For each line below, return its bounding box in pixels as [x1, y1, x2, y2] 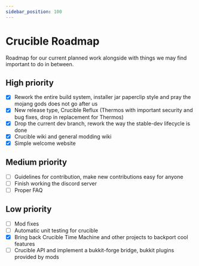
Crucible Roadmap [5, 34, 100, 48]
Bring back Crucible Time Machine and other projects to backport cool [14, 233, 189, 240]
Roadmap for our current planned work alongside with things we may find [5, 54, 187, 61]
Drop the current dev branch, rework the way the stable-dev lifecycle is [14, 120, 191, 127]
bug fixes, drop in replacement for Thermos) [14, 113, 124, 120]
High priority [5, 78, 54, 88]
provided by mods [14, 253, 59, 260]
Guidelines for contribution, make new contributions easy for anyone [14, 173, 183, 180]
